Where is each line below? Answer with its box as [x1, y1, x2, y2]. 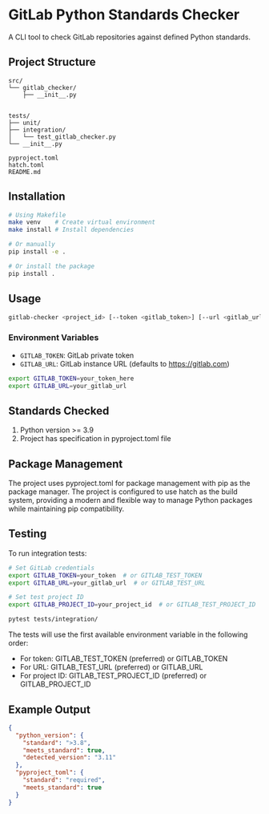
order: [8, 638, 29, 648]
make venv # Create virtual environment [8, 218, 156, 226]
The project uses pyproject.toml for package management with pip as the [8, 479, 251, 488]
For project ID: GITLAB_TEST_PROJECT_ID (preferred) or [19, 671, 207, 681]
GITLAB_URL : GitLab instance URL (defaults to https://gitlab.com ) [19, 358, 230, 368]
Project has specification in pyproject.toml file [19, 434, 171, 443]
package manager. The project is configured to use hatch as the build [8, 487, 238, 496]
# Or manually [8, 241, 56, 249]
